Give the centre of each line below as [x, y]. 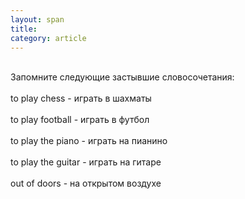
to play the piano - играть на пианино [89, 141]
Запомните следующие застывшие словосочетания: [122, 77]
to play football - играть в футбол [80, 120]
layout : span [37, 19]
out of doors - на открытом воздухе [86, 183]
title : [24, 29]
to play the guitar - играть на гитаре [86, 162]
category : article [48, 38]
